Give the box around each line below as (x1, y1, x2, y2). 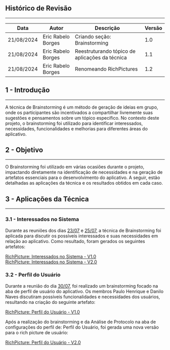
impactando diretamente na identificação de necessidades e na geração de (5, 169, 163, 176)
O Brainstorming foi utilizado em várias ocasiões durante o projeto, (5, 164, 145, 170)
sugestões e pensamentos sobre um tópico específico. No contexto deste (5, 115, 159, 121)
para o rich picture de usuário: (5, 329, 68, 335)
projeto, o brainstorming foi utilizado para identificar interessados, (5, 120, 143, 126)
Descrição (95, 24, 120, 31)
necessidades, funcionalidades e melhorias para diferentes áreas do (5, 125, 148, 131)
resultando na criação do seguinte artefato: (5, 299, 96, 305)
